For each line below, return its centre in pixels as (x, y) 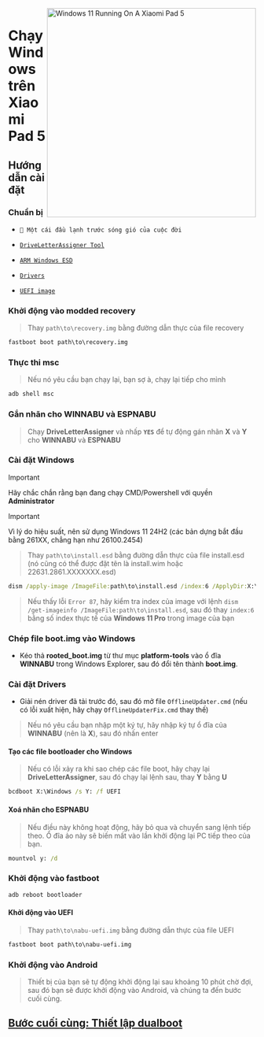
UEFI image (37, 291)
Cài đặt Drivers (37, 684)
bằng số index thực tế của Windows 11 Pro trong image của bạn (131, 618)
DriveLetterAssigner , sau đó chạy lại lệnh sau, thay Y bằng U (127, 777)
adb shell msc (31, 394)
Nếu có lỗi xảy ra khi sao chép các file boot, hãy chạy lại (119, 769)
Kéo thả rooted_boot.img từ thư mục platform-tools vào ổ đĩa (120, 655)
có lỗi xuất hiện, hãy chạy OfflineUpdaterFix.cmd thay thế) (114, 710)
